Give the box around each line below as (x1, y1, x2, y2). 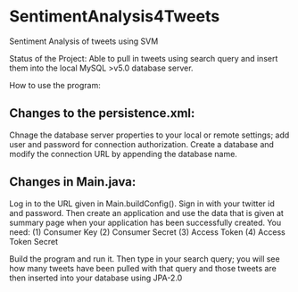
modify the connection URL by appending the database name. (9, 148, 238, 159)
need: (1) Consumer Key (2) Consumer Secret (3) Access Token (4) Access (9, 226, 286, 238)
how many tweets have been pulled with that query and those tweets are (9, 263, 277, 273)
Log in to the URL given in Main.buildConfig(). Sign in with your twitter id (9, 198, 275, 209)
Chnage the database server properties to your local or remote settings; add (9, 129, 290, 140)
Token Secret (9, 236, 59, 246)
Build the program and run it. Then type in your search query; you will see (9, 253, 280, 264)
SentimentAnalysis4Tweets (9, 6, 220, 27)
